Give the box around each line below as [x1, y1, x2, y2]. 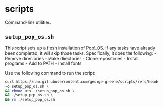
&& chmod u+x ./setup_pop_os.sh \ [5, 88, 75, 93]
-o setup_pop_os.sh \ [5, 84, 49, 89]
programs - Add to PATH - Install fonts [5, 61, 81, 66]
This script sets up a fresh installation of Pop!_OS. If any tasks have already [5, 45, 155, 51]
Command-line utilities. [5, 19, 52, 25]
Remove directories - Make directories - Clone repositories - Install [5, 55, 139, 61]
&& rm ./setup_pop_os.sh [5, 97, 55, 102]
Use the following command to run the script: [5, 70, 96, 76]
